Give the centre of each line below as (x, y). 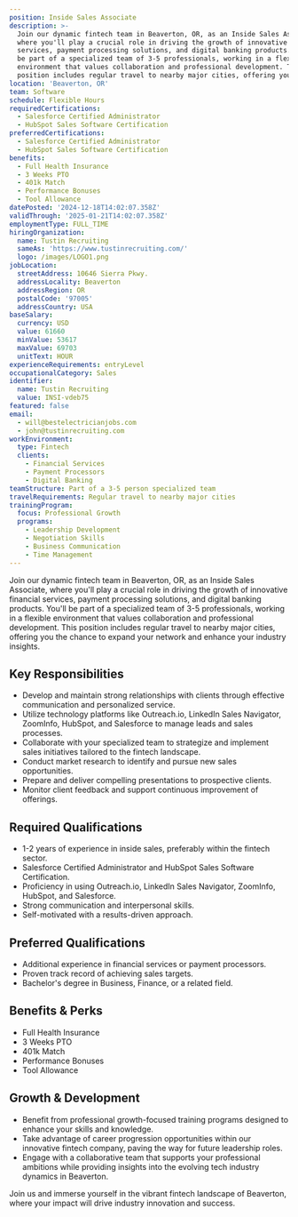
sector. (35, 858)
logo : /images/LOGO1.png (63, 257)
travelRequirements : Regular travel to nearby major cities (123, 497)
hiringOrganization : (47, 232)
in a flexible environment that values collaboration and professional (132, 618)
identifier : (31, 381)
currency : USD (43, 324)
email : (21, 414)
